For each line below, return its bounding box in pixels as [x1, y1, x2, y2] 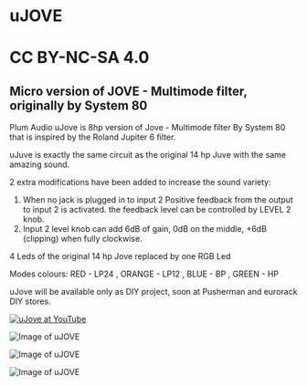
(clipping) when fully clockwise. [22, 234, 143, 245]
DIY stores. [9, 296, 52, 307]
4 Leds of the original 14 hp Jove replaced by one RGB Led [9, 251, 231, 262]
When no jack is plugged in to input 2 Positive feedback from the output [22, 194, 294, 205]
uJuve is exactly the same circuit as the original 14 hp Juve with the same [9, 150, 286, 161]
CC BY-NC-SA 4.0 [9, 47, 150, 68]
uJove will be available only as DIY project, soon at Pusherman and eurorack [9, 287, 298, 297]
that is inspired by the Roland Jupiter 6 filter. [9, 131, 176, 142]
